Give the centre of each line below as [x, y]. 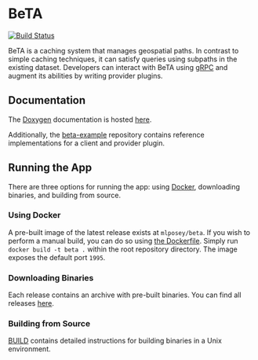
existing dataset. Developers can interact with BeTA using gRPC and [118, 67]
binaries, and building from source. [65, 195]
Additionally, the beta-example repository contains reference [107, 134]
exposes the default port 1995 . [57, 257]
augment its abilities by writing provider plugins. [85, 75]
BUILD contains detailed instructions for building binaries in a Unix [115, 341]
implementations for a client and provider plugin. [86, 143]
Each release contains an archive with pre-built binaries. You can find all [125, 295]
